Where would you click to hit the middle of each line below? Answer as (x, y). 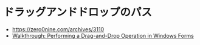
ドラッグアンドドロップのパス (78, 12)
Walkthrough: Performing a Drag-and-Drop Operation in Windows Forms (103, 35)
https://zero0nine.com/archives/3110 (58, 29)
